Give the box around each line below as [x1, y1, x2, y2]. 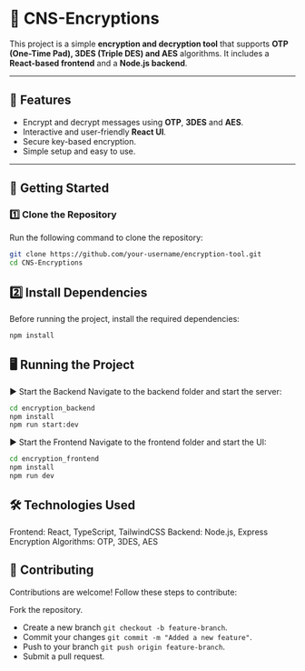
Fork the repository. [9, 604, 84, 615]
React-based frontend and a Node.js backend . [9, 57, 188, 68]
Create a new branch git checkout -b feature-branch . [22, 622, 229, 633]
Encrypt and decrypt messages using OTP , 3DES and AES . [22, 116, 244, 127]
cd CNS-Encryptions [9, 258, 84, 267]
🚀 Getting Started [9, 181, 110, 196]
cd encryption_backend [9, 404, 95, 413]
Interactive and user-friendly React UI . [22, 126, 166, 137]
